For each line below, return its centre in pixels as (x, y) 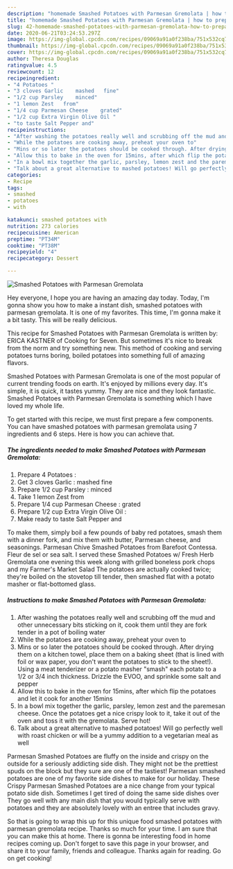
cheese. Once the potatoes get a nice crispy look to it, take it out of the (119, 713)
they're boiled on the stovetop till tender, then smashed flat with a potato (111, 576)
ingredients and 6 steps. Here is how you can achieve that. (91, 434)
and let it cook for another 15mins (65, 698)
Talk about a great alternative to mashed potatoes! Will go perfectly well (120, 728)
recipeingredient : (34, 78)
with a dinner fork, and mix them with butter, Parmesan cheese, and (104, 539)
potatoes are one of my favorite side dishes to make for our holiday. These (114, 778)
